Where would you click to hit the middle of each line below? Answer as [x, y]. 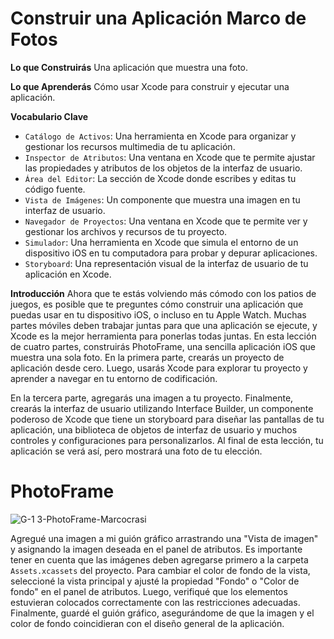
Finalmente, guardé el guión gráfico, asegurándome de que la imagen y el [162, 613]
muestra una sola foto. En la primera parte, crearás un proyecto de [147, 357]
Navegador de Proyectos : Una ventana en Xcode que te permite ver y [166, 221]
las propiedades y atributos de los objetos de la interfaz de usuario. [163, 168]
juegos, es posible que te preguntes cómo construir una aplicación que [157, 304]
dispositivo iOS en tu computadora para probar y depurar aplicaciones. [171, 253]
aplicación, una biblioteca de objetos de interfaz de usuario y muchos [154, 429]
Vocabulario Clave [49, 116]
